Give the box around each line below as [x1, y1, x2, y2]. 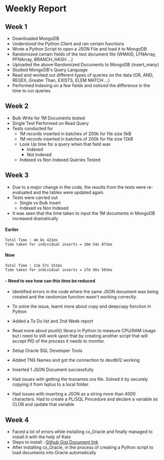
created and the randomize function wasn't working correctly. [12, 294, 137, 300]
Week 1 [5, 23, 27, 31]
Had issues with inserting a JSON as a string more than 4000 [12, 391, 136, 397]
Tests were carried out [12, 195, 58, 201]
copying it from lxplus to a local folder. [12, 381, 90, 387]
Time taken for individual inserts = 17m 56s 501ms [5, 267, 113, 273]
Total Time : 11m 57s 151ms [5, 263, 63, 268]
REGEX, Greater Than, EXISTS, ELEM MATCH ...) [12, 77, 110, 83]
